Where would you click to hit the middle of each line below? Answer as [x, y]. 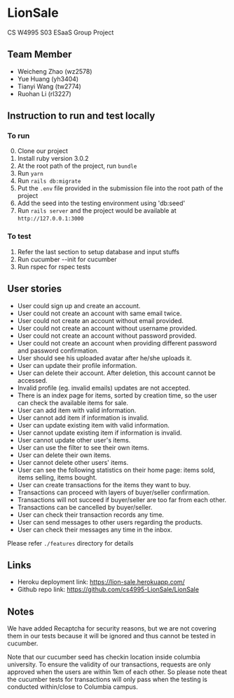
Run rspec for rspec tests [54, 266]
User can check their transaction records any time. [91, 515]
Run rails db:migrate [49, 181]
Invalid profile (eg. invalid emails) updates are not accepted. [104, 388]
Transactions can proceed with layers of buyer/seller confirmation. [113, 492]
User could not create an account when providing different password [117, 343]
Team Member [40, 54]
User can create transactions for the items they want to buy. [104, 485]
